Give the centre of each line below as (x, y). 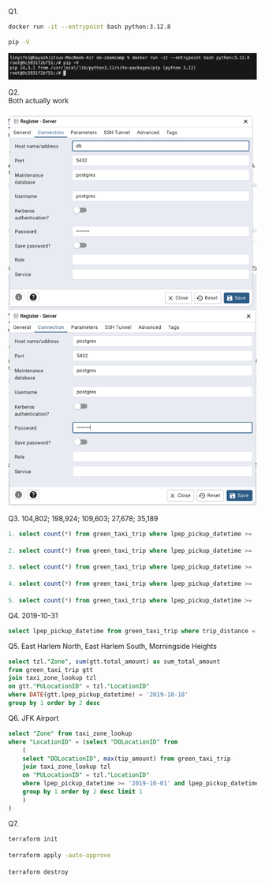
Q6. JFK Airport (34, 718)
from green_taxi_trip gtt (50, 670)
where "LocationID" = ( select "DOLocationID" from (93, 742)
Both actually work (39, 100)
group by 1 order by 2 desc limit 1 (83, 792)
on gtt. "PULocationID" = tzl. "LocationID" (79, 686)
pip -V (19, 42)
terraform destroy (38, 872)
